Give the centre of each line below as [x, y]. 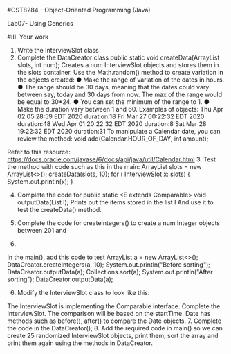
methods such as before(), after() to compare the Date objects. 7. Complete [114, 321]
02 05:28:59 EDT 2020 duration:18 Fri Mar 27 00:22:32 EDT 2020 [111, 116]
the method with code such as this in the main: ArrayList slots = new [104, 167]
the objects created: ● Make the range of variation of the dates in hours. [121, 80]
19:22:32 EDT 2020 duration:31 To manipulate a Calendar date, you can [119, 131]
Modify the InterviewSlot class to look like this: [83, 293]
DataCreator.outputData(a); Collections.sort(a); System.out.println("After [110, 272]
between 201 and [42, 230]
